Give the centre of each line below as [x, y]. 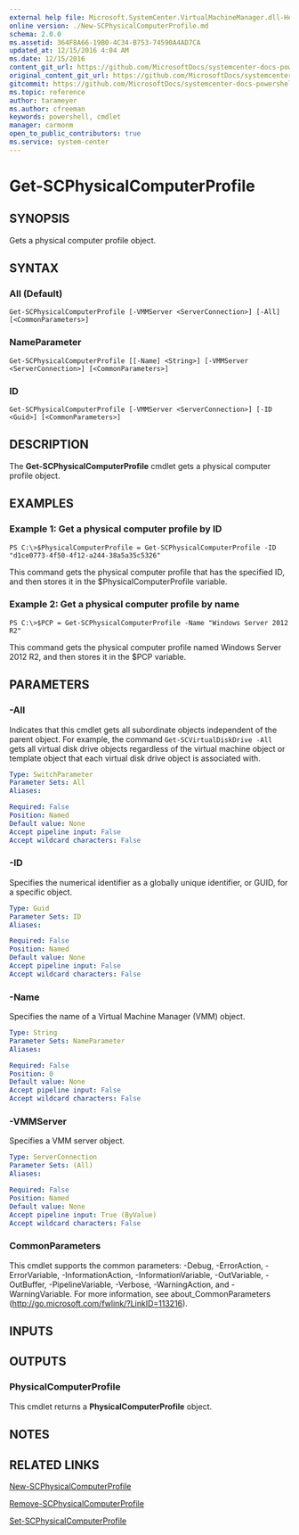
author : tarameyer [43, 100]
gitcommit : [29, 84]
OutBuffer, [28, 1284]
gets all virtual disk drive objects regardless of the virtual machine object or [147, 748]
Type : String [33, 1033]
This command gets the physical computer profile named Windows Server [145, 647]
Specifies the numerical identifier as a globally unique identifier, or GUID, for [149, 882]
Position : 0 [31, 1074]
